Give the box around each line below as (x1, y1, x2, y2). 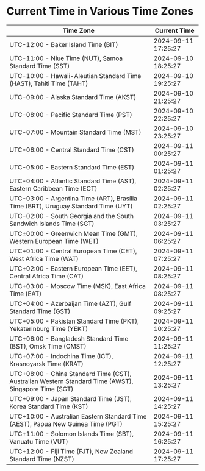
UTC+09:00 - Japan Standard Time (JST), (9, 394, 132, 403)
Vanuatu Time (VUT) (9, 437, 68, 445)
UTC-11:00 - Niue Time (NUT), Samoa (9, 54, 123, 62)
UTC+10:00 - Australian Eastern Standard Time (9, 412, 147, 420)
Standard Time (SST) (9, 62, 70, 70)
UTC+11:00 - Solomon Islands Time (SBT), (9, 430, 134, 438)
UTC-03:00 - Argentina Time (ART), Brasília (9, 194, 137, 202)
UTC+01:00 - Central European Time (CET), (9, 247, 137, 255)
